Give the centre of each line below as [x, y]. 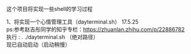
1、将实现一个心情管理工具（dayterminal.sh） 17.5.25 [72, 22]
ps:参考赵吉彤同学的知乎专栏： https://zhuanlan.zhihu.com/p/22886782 [95, 29]
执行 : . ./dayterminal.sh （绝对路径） [53, 37]
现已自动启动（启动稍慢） [38, 45]
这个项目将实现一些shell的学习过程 [50, 9]
